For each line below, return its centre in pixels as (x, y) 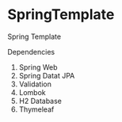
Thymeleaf (36, 109)
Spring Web (38, 67)
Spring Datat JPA (47, 75)
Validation (35, 84)
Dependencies (31, 51)
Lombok (32, 92)
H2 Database (40, 101)
